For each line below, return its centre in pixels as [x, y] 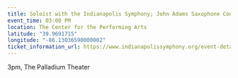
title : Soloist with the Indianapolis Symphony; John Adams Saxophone [114, 14]
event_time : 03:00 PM [39, 21]
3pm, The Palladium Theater [49, 67]
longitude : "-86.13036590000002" [57, 40]
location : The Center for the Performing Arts [77, 27]
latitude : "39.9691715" [42, 34]
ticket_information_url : [44, 47]
